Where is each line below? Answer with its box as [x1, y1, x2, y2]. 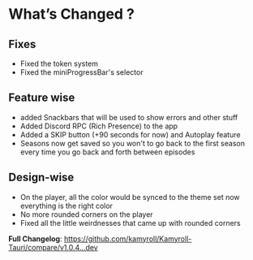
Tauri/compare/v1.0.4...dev [8, 242, 99, 252]
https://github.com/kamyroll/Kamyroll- [63, 233, 192, 244]
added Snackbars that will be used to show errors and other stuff [19, 112, 238, 122]
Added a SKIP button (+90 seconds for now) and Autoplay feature [19, 129, 241, 139]
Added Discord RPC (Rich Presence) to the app [19, 121, 178, 131]
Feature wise [8, 91, 75, 105]
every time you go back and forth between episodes [19, 147, 195, 157]
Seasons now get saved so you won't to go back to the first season [19, 138, 246, 148]
